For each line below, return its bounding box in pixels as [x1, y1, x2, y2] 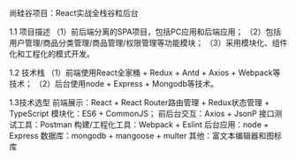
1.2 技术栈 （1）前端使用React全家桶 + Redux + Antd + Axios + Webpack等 [9, 67, 281, 78]
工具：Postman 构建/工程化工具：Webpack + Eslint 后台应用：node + [16, 119, 269, 130]
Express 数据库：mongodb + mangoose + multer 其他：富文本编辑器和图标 [9, 131, 283, 141]
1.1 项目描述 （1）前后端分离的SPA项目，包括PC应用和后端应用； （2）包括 [9, 27, 281, 37]
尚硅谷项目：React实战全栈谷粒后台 [9, 8, 139, 18]
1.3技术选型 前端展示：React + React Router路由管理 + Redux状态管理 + [9, 97, 270, 108]
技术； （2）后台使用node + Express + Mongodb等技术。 [9, 79, 219, 88]
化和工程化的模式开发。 [9, 49, 95, 59]
